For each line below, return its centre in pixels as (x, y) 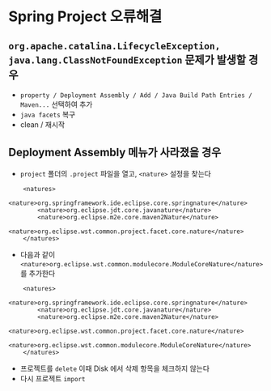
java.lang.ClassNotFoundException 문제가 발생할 (127, 59)
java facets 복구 (48, 115)
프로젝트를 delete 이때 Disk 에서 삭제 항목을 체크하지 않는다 (115, 368)
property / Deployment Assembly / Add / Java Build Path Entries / (136, 96)
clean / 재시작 (42, 125)
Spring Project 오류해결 (85, 17)
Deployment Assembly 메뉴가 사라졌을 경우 (115, 153)
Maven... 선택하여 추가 (56, 104)
